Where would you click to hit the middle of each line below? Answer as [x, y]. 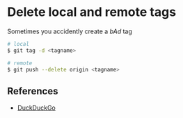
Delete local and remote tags [91, 12]
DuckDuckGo [36, 108]
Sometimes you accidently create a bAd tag [70, 31]
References [33, 91]
